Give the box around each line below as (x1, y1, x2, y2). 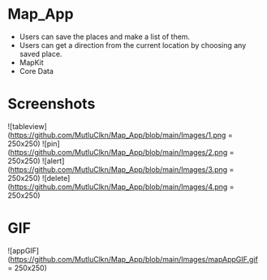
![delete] (42, 173, 71, 183)
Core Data (19, 66, 54, 75)
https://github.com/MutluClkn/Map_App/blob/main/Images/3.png (10, 164, 228, 174)
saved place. (19, 49, 62, 58)
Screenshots (7, 95, 96, 114)
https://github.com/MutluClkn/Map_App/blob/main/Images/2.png (10, 147, 228, 157)
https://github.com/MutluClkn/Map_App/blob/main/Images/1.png (10, 130, 226, 140)
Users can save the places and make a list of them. (19, 32, 191, 41)
